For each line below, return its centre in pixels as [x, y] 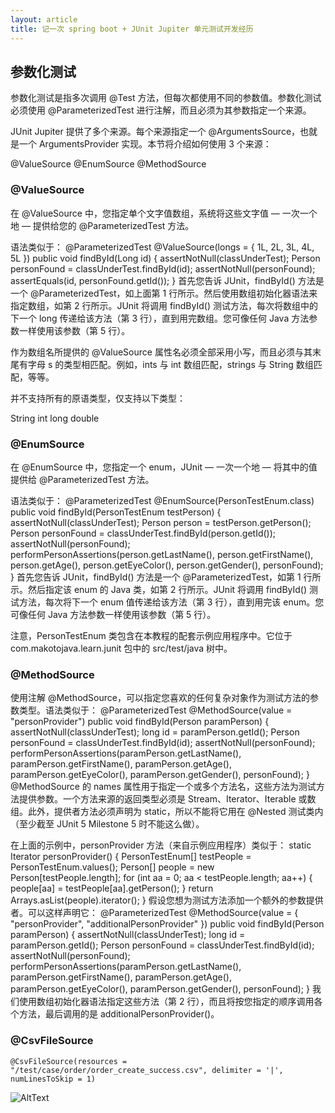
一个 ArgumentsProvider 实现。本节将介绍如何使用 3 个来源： [145, 144]
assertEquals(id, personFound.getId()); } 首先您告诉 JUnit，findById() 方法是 [167, 280]
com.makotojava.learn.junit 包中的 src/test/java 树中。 [121, 648]
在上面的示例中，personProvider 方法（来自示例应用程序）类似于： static [161, 845]
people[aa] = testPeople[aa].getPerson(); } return [112, 888]
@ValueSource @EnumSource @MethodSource [108, 164]
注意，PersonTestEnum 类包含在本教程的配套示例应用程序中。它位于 [151, 635]
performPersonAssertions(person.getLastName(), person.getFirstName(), [162, 554]
